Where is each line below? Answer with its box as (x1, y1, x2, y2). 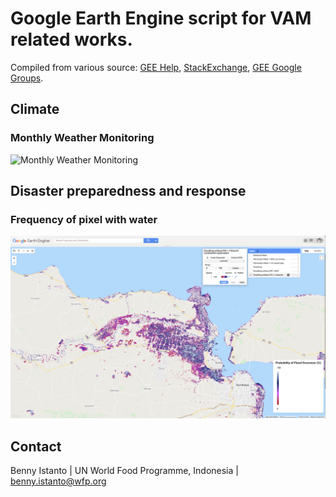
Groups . (10, 72, 44, 84)
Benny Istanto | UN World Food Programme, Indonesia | (10, 464, 239, 476)
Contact (10, 438, 62, 455)
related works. (10, 28, 133, 51)
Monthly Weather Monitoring (10, 131, 155, 145)
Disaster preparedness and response (10, 183, 247, 200)
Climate (10, 101, 60, 118)
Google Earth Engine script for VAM (10, 7, 312, 30)
